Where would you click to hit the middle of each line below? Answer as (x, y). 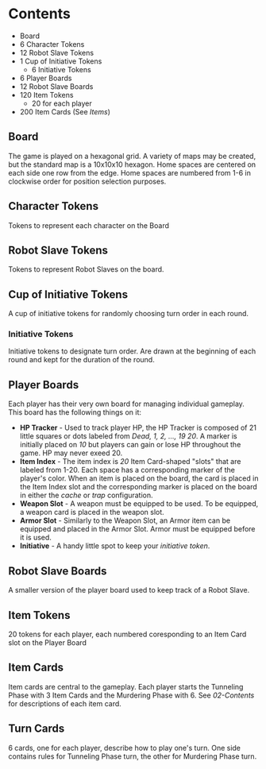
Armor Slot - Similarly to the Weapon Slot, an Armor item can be (125, 520)
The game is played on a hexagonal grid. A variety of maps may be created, (132, 156)
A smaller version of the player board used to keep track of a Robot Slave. (129, 590)
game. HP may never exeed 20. (71, 453)
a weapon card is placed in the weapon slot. (92, 512)
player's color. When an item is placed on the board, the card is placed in (139, 478)
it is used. (35, 538)
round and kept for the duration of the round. (81, 360)
